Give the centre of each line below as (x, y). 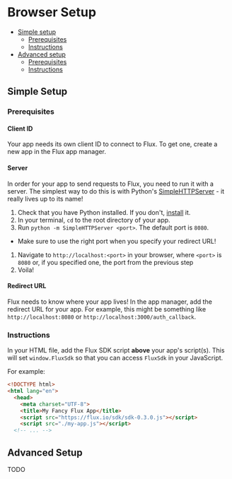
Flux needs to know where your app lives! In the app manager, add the (110, 302)
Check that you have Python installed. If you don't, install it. (104, 212)
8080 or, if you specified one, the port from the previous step (105, 262)
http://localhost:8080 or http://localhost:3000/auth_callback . (102, 317)
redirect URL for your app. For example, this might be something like (107, 309)
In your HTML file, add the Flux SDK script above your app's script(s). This (116, 350)
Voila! (25, 270)
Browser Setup (52, 12)
